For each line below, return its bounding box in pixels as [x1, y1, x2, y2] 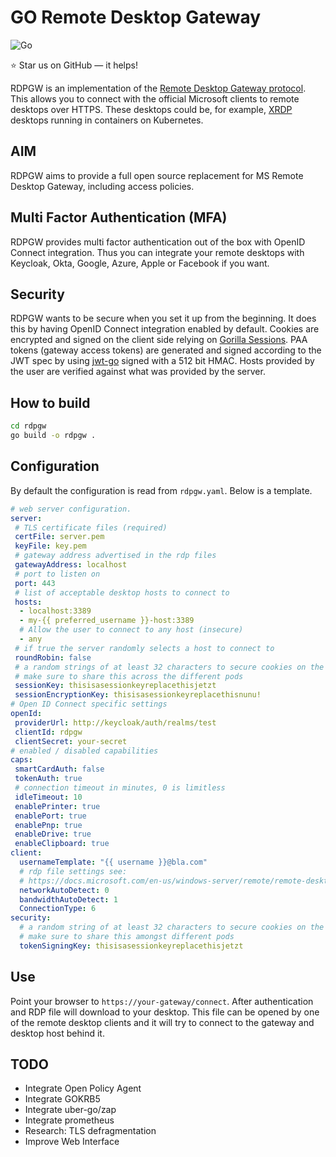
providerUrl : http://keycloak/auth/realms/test [14, 717, 217, 728]
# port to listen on [14, 569, 101, 579]
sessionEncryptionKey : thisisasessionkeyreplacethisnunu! [14, 690, 262, 700]
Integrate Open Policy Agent [24, 1082, 142, 1095]
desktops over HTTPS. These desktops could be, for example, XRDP [10, 103, 293, 115]
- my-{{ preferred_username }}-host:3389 [19, 616, 195, 626]
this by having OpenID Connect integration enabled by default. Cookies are [10, 323, 320, 335]
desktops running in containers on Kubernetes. [10, 114, 204, 126]
